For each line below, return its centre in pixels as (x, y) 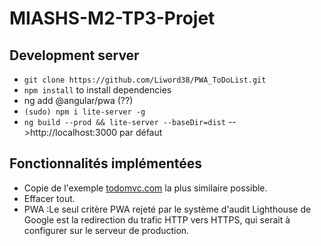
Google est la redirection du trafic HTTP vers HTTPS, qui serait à (157, 219)
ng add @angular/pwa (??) (78, 100)
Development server (74, 55)
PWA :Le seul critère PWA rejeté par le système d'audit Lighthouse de (167, 209)
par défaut (141, 132)
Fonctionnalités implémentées (106, 163)
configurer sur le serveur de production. (106, 230)
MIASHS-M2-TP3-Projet (112, 18)
